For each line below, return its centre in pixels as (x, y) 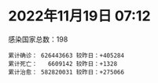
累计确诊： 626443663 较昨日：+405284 (66, 56)
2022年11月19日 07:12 (79, 16)
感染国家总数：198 (38, 39)
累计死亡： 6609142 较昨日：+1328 (63, 63)
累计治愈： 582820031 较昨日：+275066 (66, 72)
